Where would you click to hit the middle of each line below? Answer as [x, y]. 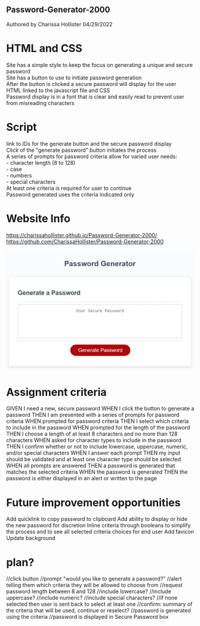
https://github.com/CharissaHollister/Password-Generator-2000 [85, 241]
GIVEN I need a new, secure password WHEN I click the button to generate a [100, 409]
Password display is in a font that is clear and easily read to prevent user [95, 96]
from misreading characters [40, 103]
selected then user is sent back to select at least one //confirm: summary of [99, 604]
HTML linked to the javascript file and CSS [58, 90]
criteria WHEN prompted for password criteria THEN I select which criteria [98, 421]
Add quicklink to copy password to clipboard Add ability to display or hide [97, 519]
